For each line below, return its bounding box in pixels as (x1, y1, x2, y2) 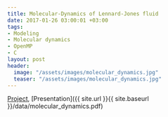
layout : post (7, 56, 46, 63)
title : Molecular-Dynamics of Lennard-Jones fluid (7, 10, 159, 18)
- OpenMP (7, 43, 33, 50)
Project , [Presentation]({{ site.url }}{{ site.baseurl (7, 95, 149, 103)
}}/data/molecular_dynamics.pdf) (7, 102, 103, 111)
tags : (7, 23, 23, 30)
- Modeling (7, 29, 39, 37)
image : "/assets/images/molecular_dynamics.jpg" (13, 69, 159, 76)
